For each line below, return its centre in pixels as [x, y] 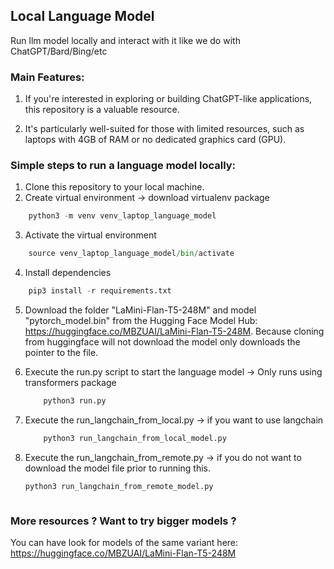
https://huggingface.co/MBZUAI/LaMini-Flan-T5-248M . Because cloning [174, 331]
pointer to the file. [61, 353]
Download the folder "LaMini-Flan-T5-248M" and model [140, 310]
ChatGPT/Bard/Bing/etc [59, 51]
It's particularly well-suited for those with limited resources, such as [164, 129]
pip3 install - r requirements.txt [100, 291]
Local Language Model [82, 16]
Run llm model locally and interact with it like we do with [125, 40]
